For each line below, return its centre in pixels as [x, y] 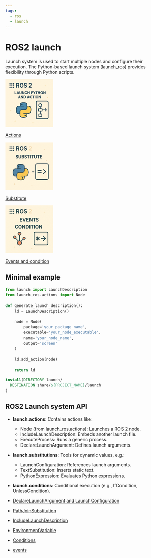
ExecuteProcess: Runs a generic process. [64, 439]
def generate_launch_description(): [44, 305]
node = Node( [28, 322]
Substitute [16, 198]
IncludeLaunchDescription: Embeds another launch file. [78, 434]
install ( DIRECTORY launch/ [34, 380]
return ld [25, 370]
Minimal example [33, 277]
